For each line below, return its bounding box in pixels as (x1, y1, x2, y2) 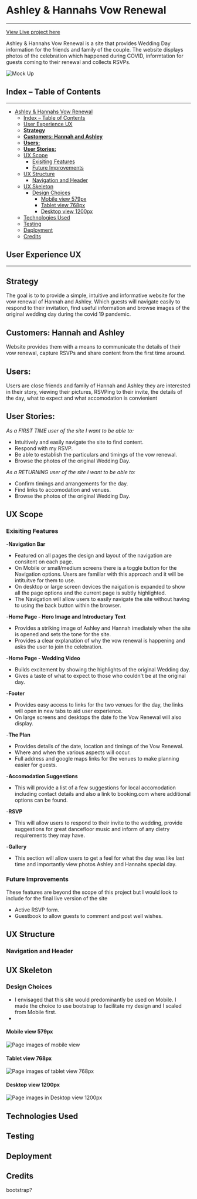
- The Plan (6, 731, 30, 738)
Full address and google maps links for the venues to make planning (14, 755, 179, 762)
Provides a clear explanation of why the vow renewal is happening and (14, 637, 186, 644)
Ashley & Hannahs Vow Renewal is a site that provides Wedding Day (6, 39, 171, 47)
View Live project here (6, 28, 60, 35)
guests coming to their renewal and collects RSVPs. (6, 58, 131, 65)
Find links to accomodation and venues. (14, 486, 111, 493)
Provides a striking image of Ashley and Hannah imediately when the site (14, 624, 191, 631)
